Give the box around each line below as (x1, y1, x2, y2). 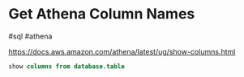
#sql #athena (8, 31, 53, 41)
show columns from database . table (8, 62, 126, 71)
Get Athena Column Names (8, 5, 195, 23)
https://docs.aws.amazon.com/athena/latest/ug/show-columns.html (8, 47, 236, 56)
